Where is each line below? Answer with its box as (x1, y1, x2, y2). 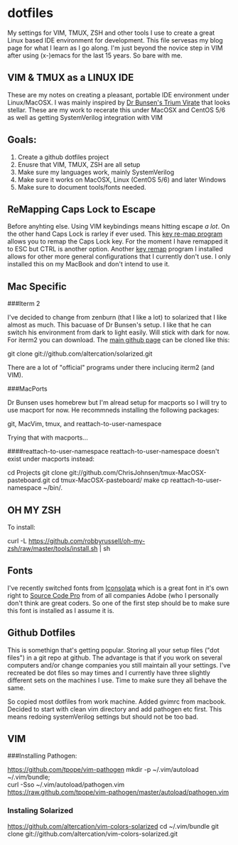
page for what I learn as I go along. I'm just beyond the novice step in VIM (7, 43, 223, 52)
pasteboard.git (7, 476, 50, 484)
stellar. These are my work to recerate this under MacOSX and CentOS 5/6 (7, 105, 226, 114)
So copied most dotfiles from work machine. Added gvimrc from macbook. (7, 697, 226, 706)
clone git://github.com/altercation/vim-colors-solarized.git (7, 829, 178, 838)
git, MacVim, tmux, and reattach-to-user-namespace (7, 420, 162, 428)
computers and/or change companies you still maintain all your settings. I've (7, 660, 231, 669)
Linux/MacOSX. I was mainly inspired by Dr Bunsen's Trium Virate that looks (7, 98, 231, 107)
